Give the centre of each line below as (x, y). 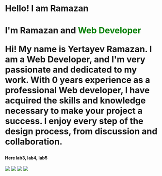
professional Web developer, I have (77, 90)
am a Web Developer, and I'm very (75, 60)
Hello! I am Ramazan (47, 8)
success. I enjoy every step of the (74, 121)
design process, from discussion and (81, 132)
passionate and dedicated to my (71, 70)
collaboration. (34, 142)
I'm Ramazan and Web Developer (73, 31)
